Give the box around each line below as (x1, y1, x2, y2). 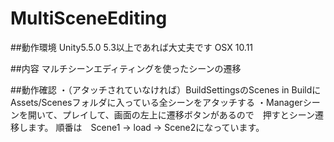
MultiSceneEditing (10, 7, 168, 30)
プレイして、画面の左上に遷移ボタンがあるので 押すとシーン (61, 108, 316, 121)
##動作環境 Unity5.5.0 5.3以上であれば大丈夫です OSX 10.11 (10, 41, 254, 53)
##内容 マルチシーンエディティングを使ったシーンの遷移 (10, 62, 242, 74)
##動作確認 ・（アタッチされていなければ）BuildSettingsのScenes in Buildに (10, 83, 322, 96)
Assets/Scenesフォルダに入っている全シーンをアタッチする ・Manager (10, 96, 303, 108)
